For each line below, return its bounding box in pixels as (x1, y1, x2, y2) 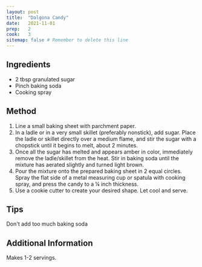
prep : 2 (6, 25, 31, 32)
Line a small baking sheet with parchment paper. (15, 122, 136, 129)
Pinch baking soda (15, 82, 62, 89)
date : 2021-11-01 (6, 20, 56, 26)
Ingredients (6, 59, 51, 70)
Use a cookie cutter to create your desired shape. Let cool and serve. (15, 186, 188, 194)
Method (6, 106, 37, 117)
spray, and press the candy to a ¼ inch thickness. (15, 180, 139, 188)
